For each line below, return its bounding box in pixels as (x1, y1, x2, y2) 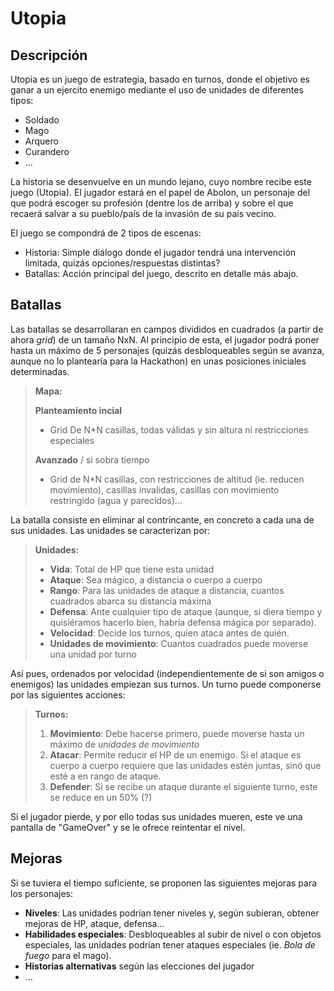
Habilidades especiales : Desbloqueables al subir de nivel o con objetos (24, 928, 322, 940)
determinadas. (10, 365, 70, 377)
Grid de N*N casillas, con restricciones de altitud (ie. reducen (49, 473, 305, 485)
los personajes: (10, 887, 74, 899)
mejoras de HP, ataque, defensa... (24, 917, 165, 929)
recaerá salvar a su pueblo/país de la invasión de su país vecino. (10, 208, 277, 219)
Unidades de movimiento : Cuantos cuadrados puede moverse (49, 637, 309, 649)
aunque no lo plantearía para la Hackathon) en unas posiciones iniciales (10, 355, 307, 367)
